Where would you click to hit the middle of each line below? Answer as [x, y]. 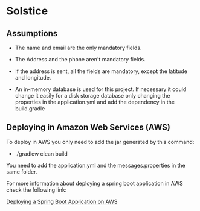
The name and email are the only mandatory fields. [78, 48]
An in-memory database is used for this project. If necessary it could [101, 89]
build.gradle [30, 109]
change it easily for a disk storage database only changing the [92, 96]
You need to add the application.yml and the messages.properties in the [96, 165]
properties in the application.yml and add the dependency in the [95, 102]
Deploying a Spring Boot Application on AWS [62, 201]
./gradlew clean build [41, 153]
